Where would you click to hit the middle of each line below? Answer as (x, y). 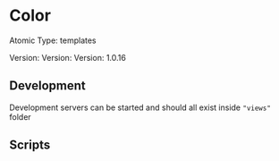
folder (20, 116)
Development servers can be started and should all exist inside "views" (140, 107)
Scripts (30, 145)
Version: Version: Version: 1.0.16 (68, 57)
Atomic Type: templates (53, 40)
